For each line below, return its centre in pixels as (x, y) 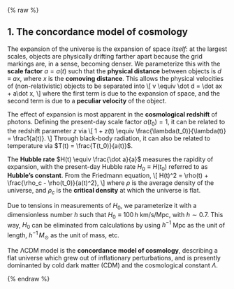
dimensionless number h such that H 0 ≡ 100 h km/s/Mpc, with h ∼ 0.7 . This (115, 216)
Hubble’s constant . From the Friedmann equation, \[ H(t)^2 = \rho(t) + (108, 176)
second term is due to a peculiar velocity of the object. (87, 101)
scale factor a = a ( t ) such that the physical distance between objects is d (115, 71)
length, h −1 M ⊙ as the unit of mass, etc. (64, 235)
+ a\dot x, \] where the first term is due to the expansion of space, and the (114, 93)
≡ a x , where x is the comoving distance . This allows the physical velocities (116, 78)
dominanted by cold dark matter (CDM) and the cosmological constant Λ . (112, 265)
